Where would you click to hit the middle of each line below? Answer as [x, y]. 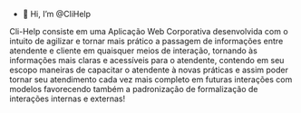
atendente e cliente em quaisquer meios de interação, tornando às [134, 51]
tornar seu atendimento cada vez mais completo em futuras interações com [151, 80]
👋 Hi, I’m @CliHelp [57, 14]
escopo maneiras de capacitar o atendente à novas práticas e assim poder [149, 70]
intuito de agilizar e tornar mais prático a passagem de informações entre [146, 41]
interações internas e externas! [68, 99]
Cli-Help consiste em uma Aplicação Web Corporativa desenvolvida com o [149, 31]
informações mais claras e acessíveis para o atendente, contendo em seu [147, 60]
